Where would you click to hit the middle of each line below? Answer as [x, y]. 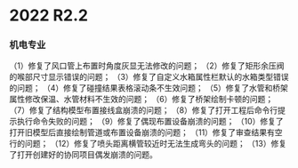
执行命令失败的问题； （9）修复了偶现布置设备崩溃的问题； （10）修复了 [150, 122]
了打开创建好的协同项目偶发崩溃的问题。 [83, 155]
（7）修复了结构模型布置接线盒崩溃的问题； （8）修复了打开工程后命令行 [144, 110]
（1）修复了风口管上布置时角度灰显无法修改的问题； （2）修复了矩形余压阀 [147, 66]
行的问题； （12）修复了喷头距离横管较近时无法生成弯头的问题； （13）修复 [148, 144]
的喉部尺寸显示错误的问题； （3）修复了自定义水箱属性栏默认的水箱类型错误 [149, 77]
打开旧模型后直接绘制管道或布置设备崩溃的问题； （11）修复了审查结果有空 [146, 132]
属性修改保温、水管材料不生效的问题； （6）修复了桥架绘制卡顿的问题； [141, 100]
